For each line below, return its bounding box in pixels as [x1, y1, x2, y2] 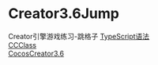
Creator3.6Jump [8, 5, 120, 23]
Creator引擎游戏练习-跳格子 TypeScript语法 [8, 31, 150, 41]
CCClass [8, 40, 37, 49]
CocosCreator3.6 [8, 49, 65, 58]
